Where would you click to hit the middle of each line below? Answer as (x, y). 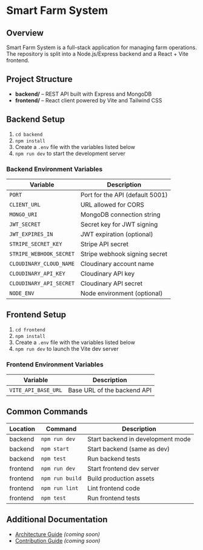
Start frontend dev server (123, 468)
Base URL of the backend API (110, 390)
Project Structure (39, 79)
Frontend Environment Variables (55, 364)
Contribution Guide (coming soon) (58, 540)
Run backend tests (114, 459)
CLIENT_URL (25, 204)
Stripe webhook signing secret (124, 254)
